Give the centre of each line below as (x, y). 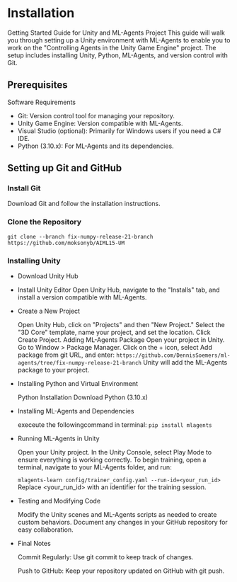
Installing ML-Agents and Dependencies (76, 411)
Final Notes (34, 544)
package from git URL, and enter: (66, 355)
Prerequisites (37, 85)
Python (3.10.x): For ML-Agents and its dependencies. (96, 146)
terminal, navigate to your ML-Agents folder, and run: (94, 467)
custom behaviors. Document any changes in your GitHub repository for (122, 523)
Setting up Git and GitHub (65, 168)
